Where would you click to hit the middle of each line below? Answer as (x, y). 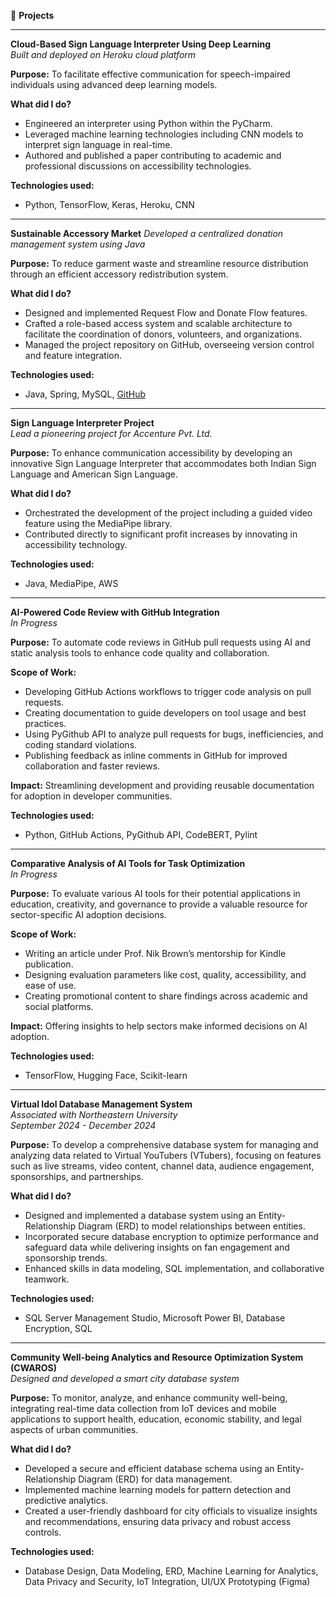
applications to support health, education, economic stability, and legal (156, 1419)
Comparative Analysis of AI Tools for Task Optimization (128, 863)
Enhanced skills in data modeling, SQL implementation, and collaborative (174, 1268)
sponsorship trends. (66, 1258)
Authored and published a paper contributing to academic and (153, 155)
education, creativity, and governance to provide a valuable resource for (159, 904)
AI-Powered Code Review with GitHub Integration (115, 612)
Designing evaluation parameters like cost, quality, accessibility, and (165, 974)
